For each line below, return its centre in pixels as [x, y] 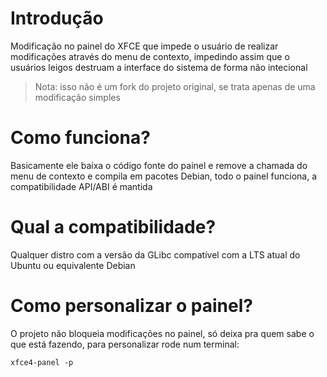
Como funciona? [80, 138]
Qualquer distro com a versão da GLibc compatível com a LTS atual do [155, 254]
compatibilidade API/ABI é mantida [81, 186]
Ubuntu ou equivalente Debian [73, 265]
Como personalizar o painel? [131, 306]
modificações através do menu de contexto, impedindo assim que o [150, 56]
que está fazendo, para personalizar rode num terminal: [125, 344]
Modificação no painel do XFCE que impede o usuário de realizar [144, 46]
